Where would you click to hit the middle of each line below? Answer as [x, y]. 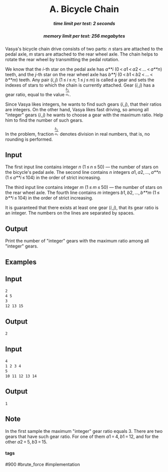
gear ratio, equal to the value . [38, 94]
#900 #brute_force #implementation [43, 464]
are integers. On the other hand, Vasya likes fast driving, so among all [77, 109]
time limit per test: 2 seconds [84, 23]
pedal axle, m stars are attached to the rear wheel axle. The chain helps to [82, 54]
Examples [21, 262]
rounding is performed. [29, 139]
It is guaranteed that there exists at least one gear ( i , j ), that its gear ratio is [82, 208]
